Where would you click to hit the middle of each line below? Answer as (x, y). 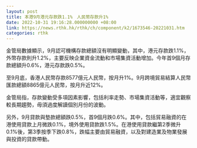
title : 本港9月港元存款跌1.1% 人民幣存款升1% (57, 17)
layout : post (22, 11)
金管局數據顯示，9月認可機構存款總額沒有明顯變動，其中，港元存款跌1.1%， (98, 51)
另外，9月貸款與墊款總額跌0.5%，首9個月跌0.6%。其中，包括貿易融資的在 (96, 117)
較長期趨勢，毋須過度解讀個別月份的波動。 (57, 105)
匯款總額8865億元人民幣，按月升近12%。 (56, 85)
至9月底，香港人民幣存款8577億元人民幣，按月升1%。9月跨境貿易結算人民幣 (98, 78)
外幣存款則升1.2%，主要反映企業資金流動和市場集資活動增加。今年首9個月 (96, 58)
